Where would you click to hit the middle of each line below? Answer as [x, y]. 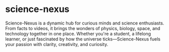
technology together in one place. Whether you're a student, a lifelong [78, 33]
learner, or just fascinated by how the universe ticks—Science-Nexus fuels [83, 39]
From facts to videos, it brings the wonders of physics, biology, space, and [83, 28]
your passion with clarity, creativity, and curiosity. [57, 44]
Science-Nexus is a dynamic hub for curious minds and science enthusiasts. [85, 23]
